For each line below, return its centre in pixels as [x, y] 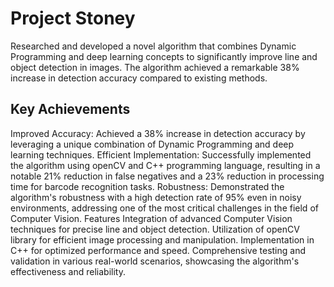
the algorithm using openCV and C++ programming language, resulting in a [165, 165]
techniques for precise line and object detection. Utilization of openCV [155, 229]
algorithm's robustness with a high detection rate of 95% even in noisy [156, 197]
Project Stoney [73, 18]
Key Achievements [70, 109]
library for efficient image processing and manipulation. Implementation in [162, 239]
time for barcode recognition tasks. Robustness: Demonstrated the [147, 186]
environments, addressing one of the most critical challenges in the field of [164, 208]
